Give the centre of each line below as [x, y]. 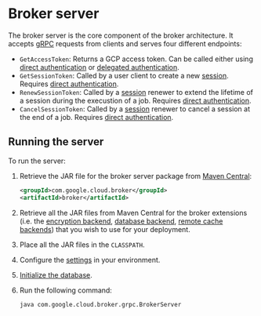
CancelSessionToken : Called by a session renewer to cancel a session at [135, 109]
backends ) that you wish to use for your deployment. [105, 229]
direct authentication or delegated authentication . [99, 67]
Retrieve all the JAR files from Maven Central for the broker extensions [133, 212]
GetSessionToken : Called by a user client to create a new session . [124, 75]
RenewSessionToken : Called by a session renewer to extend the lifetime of [136, 92]
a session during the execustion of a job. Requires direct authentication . [136, 100]
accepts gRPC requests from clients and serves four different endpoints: [125, 43]
